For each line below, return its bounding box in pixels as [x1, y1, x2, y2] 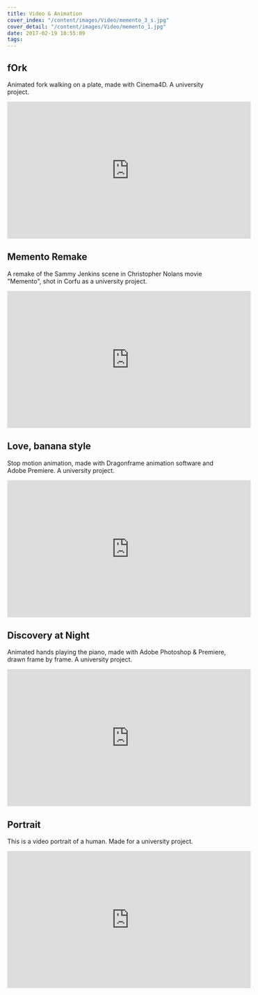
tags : [7, 36, 23, 43]
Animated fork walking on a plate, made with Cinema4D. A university [7, 80, 204, 88]
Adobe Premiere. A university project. [7, 466, 115, 474]
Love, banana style [7, 440, 92, 453]
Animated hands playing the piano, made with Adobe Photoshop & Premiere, [7, 648, 226, 657]
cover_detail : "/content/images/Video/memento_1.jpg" [7, 23, 167, 30]
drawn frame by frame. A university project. [7, 655, 133, 664]
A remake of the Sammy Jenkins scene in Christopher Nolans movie [7, 269, 202, 278]
